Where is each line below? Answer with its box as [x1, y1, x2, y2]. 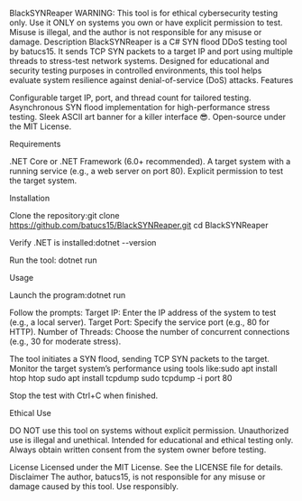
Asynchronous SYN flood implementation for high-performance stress [9, 102, 270, 112]
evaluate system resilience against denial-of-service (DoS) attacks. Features [9, 75, 294, 85]
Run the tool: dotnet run [9, 255, 97, 265]
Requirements [9, 139, 61, 149]
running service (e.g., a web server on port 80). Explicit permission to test [9, 166, 284, 176]
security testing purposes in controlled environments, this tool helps [9, 65, 262, 76]
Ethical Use [9, 408, 51, 418]
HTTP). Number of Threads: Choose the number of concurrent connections [9, 327, 290, 337]
